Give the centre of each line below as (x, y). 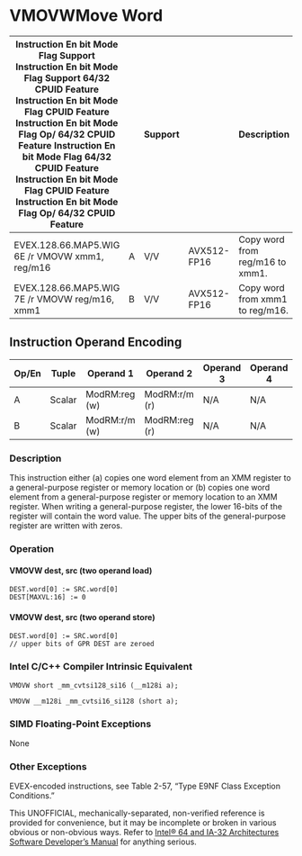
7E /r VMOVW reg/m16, (64, 299)
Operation (32, 548)
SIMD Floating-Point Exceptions (80, 724)
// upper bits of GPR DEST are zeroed (82, 644)
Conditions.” (32, 796)
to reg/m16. (263, 310)
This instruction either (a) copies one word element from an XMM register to (151, 478)
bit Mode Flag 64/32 (67, 157)
